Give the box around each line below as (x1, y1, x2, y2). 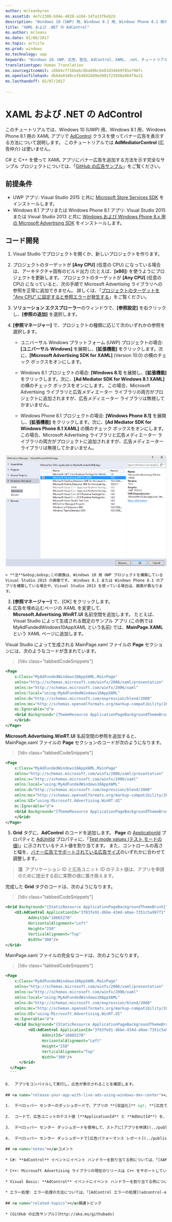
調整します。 (12, 855, 40, 861)
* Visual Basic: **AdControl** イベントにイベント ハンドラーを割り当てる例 (5, 1179, 157, 1184)
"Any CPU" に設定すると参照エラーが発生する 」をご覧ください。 (12, 294, 149, 300)
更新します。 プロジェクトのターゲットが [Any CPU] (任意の (35, 275, 162, 281)
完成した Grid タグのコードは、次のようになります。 (5, 883, 116, 890)
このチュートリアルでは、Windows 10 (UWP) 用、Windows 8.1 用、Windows (5, 126, 166, 133)
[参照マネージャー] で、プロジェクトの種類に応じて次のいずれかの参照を (12, 322, 165, 328)
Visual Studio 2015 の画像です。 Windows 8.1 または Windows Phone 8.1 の (5, 578, 160, 583)
